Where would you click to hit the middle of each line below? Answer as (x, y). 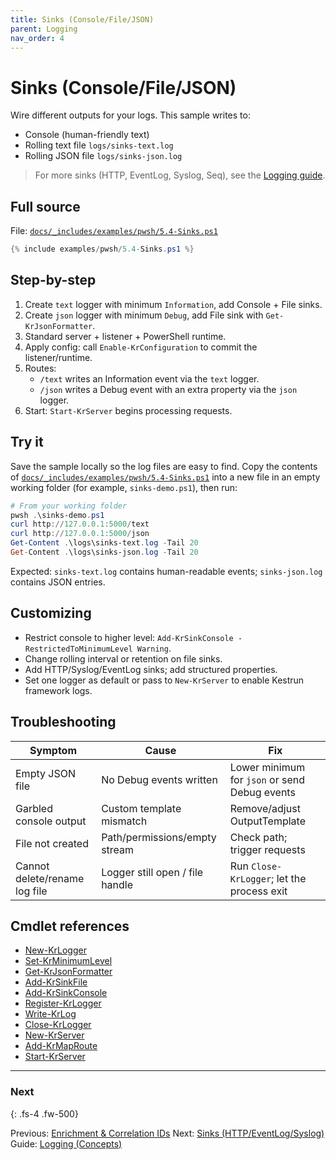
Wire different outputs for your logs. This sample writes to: (130, 115)
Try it (27, 442)
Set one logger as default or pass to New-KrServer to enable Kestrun (164, 680)
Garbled (34, 808)
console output (51, 821)
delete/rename (50, 878)
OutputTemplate (267, 821)
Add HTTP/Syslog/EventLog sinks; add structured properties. (151, 669)
